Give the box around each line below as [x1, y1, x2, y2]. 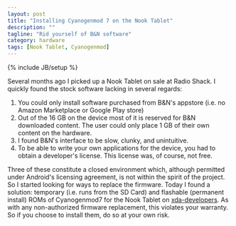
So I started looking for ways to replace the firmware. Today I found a [7, 180, 211, 189]
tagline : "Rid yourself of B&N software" [7, 30, 132, 38]
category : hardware [7, 37, 65, 44]
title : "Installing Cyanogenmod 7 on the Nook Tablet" [7, 17, 173, 24]
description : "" [7, 24, 55, 31]
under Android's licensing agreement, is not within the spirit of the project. [7, 173, 225, 181]
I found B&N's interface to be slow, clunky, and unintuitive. [17, 136, 189, 145]
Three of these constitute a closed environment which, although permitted [7, 165, 225, 173]
